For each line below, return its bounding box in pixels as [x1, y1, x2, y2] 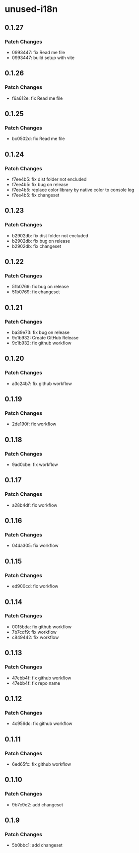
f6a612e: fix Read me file [11, 95, 63, 101]
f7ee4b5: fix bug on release [11, 181, 69, 187]
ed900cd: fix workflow [11, 583, 59, 589]
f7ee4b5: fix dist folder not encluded [11, 176, 87, 182]
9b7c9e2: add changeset [11, 801, 63, 807]
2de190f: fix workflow [11, 421, 57, 427]
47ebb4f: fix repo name [11, 680, 61, 686]
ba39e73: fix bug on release [11, 329, 70, 335]
